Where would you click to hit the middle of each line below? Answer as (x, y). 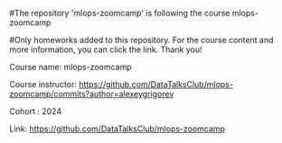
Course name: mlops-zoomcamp (71, 67)
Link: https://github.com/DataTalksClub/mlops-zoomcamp (117, 129)
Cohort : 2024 (36, 111)
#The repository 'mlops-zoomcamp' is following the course (120, 13)
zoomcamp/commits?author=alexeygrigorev (92, 94)
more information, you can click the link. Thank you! (106, 49)
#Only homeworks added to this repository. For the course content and (141, 40)
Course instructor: (43, 84)
